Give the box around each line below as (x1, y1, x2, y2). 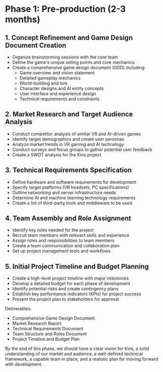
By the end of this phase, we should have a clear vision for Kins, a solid (5, 345, 149, 352)
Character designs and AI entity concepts (19, 86, 104, 91)
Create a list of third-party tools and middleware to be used (12, 200, 133, 206)
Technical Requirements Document (12, 326, 83, 332)
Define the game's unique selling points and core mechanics (12, 59, 135, 65)
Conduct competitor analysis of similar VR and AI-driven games (12, 131, 141, 137)
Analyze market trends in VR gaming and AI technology (12, 141, 124, 147)
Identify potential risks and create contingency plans (12, 286, 119, 292)
